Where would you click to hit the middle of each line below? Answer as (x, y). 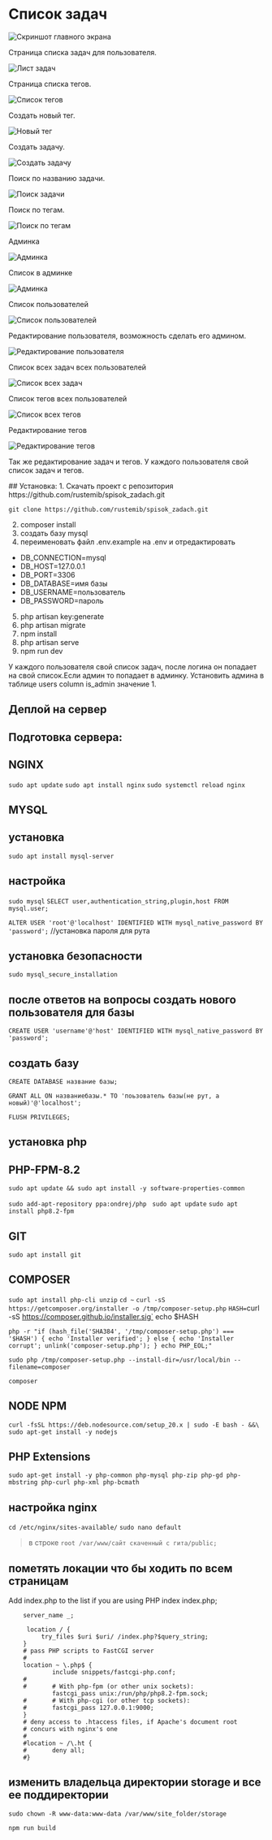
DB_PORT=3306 (47, 574)
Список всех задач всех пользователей (78, 367)
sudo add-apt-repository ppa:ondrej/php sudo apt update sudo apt (123, 1204)
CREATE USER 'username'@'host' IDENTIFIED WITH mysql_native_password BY (136, 1031)
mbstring (23, 1483)
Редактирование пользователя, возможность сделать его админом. (127, 336)
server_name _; (49, 1616)
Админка (24, 241)
